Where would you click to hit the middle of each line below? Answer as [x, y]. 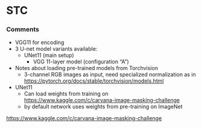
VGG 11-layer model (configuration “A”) [81, 62]
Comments [23, 30]
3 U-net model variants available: [56, 49]
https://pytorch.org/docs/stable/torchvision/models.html [94, 81]
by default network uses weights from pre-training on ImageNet [103, 107]
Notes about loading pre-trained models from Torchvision [87, 68]
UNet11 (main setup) [49, 56]
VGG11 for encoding [39, 42]
